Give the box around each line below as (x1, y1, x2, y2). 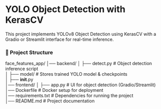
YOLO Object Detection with (5, 4, 126, 15)
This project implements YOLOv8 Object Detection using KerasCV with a (5, 31, 156, 37)
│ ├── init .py (5, 77, 34, 83)
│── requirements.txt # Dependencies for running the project (5, 92, 134, 99)
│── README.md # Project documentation (5, 98, 95, 104)
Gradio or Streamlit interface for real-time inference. (5, 36, 114, 42)
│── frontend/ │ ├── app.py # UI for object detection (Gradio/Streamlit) (5, 82, 156, 88)
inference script (5, 66, 38, 72)
